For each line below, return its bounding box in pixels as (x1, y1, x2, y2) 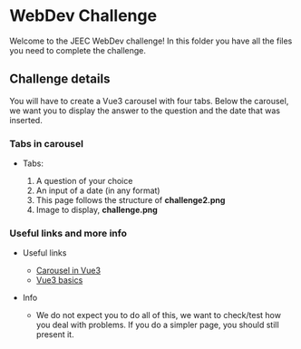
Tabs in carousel (9, 137, 84, 150)
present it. (35, 329, 74, 340)
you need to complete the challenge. (9, 44, 147, 55)
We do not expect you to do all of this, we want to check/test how (35, 310, 281, 321)
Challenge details (9, 72, 111, 87)
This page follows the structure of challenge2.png (35, 195, 226, 206)
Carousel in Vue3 (35, 265, 102, 276)
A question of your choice (35, 176, 133, 187)
